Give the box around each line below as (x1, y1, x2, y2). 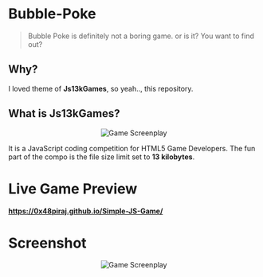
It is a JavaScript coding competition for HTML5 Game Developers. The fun (8, 143, 256, 153)
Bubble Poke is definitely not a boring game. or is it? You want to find (27, 31, 255, 41)
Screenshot (8, 234, 87, 252)
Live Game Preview (8, 180, 138, 197)
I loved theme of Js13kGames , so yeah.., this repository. (8, 84, 194, 93)
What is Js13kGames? (8, 107, 121, 120)
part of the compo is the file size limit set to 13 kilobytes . (8, 152, 195, 162)
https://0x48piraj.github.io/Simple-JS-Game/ (8, 206, 163, 216)
